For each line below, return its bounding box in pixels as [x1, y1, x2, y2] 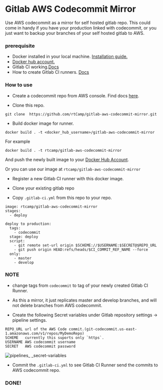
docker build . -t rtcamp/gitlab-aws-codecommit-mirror [5, 148, 122, 153]
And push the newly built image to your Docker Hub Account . [5, 156, 129, 163]
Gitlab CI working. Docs [12, 64, 59, 70]
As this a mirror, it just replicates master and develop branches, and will [12, 297, 157, 303]
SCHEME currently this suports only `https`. [5, 335, 105, 340]
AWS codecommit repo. [12, 367, 60, 373]
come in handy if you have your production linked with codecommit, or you [5, 25, 157, 30]
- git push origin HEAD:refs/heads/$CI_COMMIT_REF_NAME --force [14, 247, 148, 252]
